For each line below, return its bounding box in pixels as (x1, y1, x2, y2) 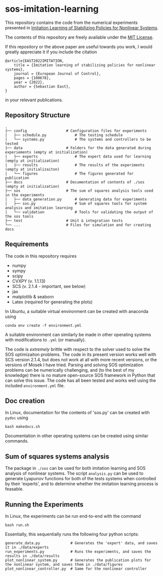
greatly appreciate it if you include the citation (5, 49, 97, 55)
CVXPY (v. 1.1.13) (12, 278, 46, 284)
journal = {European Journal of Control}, (14, 71, 101, 76)
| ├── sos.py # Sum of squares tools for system (5, 201, 147, 206)
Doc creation (5, 397, 45, 405)
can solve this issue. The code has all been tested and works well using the (5, 377, 156, 383)
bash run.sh (5, 523, 29, 528)
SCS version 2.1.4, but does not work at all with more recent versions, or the (5, 356, 157, 362)
